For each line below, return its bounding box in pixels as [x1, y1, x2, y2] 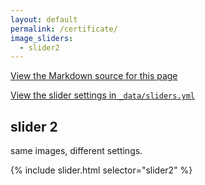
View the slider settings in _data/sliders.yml [10, 89, 196, 101]
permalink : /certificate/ [10, 24, 118, 34]
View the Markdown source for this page [10, 70, 178, 82]
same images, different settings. [10, 145, 143, 157]
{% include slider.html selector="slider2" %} [10, 164, 193, 176]
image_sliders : [10, 33, 74, 43]
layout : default [10, 14, 78, 25]
